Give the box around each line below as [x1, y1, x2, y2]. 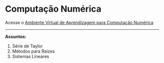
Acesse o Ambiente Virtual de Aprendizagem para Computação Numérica [5, 20, 154, 25]
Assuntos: [5, 33, 27, 40]
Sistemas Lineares [12, 53, 49, 59]
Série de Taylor [12, 43, 43, 49]
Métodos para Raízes [12, 48, 55, 54]
